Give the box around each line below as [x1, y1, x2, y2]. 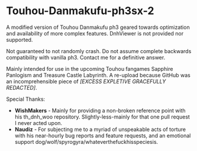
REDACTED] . [6, 84, 37, 91]
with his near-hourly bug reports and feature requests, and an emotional [14, 132, 191, 139]
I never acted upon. [14, 119, 63, 126]
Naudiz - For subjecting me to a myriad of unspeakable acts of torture [14, 126, 186, 133]
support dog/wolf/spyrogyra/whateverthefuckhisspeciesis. [14, 138, 159, 145]
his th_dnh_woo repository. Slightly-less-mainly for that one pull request [14, 113, 190, 120]
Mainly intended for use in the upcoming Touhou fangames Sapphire [6, 65, 173, 72]
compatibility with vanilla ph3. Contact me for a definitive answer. [6, 54, 166, 61]
